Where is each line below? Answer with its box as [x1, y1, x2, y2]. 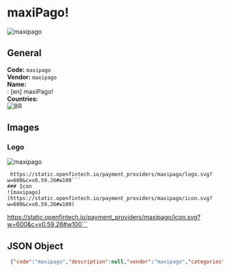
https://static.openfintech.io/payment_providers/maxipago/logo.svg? [10, 171, 213, 178]
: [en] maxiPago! [7, 87, 53, 95]
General [7, 47, 42, 59]
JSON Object [7, 240, 64, 251]
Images [7, 122, 40, 134]
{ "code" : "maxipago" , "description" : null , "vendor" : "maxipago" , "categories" [10, 258, 225, 265]
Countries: [7, 95, 38, 103]
